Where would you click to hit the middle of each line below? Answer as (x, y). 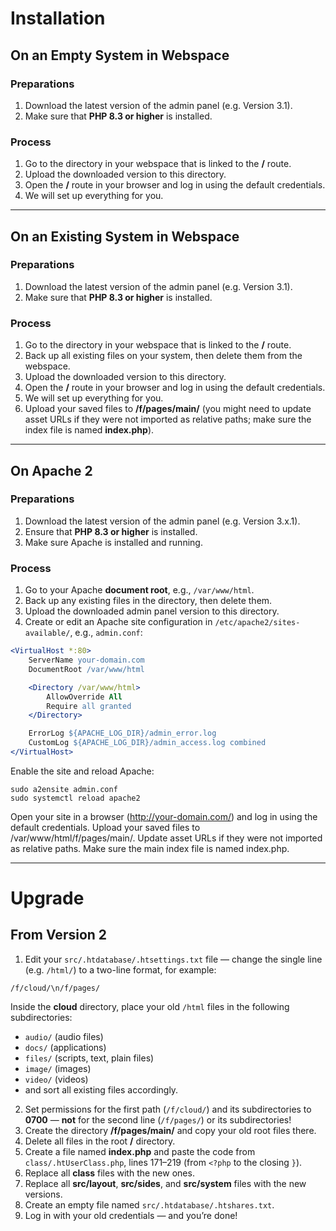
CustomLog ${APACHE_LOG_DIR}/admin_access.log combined (147, 743)
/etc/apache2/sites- (257, 623)
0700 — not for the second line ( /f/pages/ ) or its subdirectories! (158, 1119)
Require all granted (89, 706)
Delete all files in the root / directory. (100, 1141)
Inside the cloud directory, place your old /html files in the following (150, 1006)
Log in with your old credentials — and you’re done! (131, 1215)
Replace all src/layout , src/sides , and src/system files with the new (165, 1183)
